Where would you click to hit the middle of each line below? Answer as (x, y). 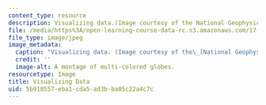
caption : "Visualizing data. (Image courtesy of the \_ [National (123, 52)
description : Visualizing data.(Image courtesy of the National (116, 23)
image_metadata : (35, 45)
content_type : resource (47, 15)
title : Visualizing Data (49, 81)
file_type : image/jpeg (46, 37)
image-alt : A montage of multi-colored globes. (95, 67)
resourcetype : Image (42, 74)
